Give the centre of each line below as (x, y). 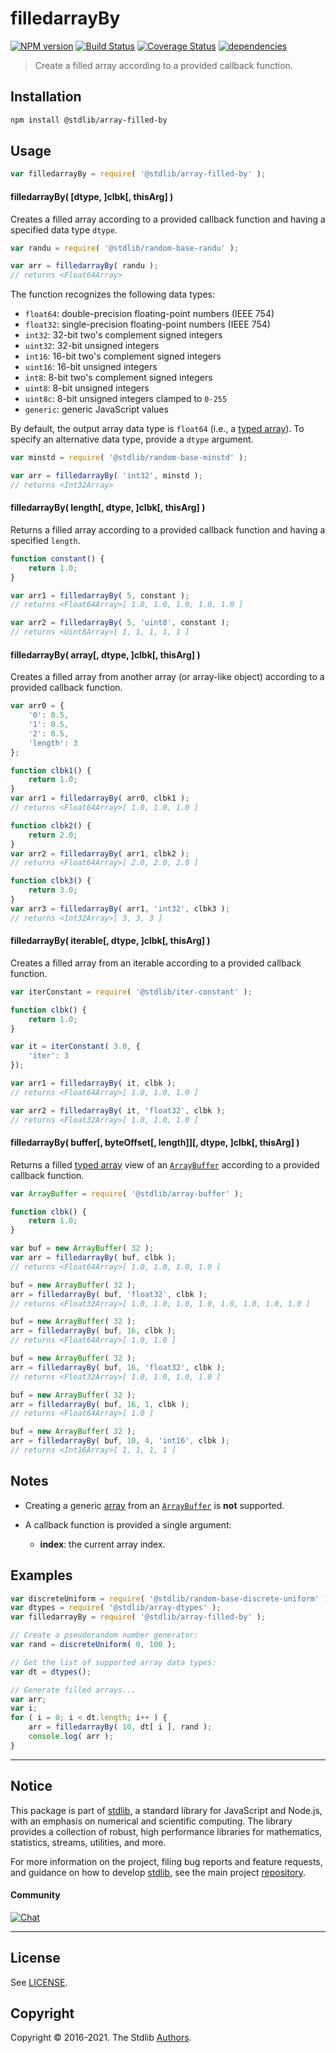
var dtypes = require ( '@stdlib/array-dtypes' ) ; (116, 1608)
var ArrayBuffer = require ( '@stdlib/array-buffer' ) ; (127, 1193)
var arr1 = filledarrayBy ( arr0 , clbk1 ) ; (100, 798)
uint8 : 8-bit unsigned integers (87, 388)
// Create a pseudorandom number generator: (104, 1635)
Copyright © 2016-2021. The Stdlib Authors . (101, 2038)
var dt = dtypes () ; (51, 1672)
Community (35, 1895)
